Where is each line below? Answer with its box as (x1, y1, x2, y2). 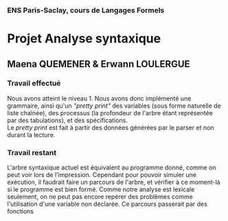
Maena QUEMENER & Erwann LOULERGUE (7, 58, 190, 70)
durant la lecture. (7, 130, 56, 139)
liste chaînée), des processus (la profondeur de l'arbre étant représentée (7, 108, 213, 117)
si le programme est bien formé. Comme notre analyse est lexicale (7, 185, 195, 194)
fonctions (7, 207, 34, 216)
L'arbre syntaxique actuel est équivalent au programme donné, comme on (7, 163, 216, 172)
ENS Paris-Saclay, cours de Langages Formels (7, 5, 165, 15)
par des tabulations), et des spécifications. (7, 116, 128, 124)
